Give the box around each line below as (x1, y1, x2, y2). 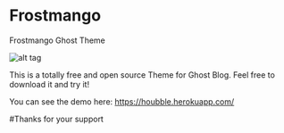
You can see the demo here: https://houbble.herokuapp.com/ (9, 96, 235, 107)
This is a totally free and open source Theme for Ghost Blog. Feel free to (9, 69, 275, 80)
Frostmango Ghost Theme (9, 35, 105, 46)
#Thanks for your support (9, 113, 104, 124)
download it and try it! (9, 79, 90, 89)
